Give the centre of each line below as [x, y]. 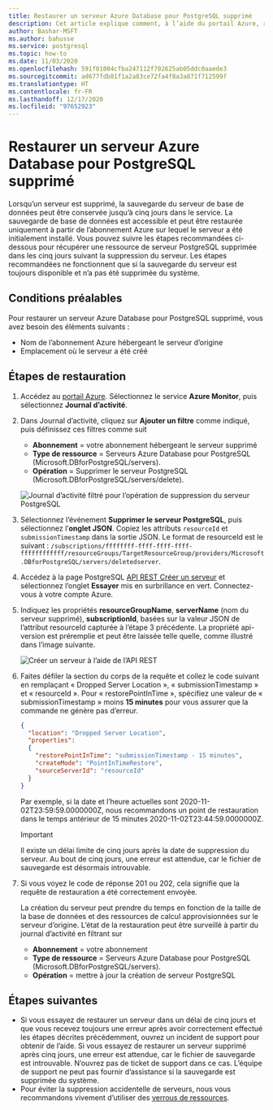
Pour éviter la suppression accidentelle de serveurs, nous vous [126, 1089]
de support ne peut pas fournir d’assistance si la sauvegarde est [128, 1072]
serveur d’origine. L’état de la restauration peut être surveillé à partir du [139, 925]
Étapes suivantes [53, 1000]
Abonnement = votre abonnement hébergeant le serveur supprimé [145, 444]
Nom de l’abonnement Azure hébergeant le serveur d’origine [121, 342]
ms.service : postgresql [49, 46]
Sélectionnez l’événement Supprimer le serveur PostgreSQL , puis [131, 519]
